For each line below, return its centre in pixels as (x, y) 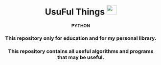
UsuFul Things (75, 12)
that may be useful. (81, 57)
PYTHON (81, 25)
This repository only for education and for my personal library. (81, 38)
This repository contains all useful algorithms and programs (81, 51)
